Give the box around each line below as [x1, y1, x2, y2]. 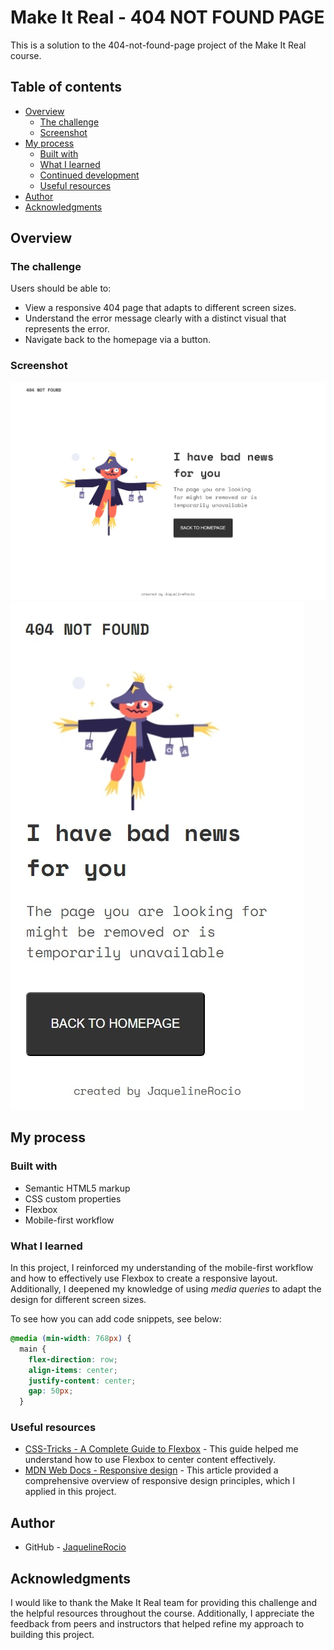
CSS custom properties [24, 1192, 122, 1205]
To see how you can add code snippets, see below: [10, 1313, 222, 1325]
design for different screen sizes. [10, 1294, 147, 1306]
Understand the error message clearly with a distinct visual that [24, 312, 287, 325]
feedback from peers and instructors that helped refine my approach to [10, 1618, 305, 1630]
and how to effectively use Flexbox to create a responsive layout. [10, 1272, 278, 1285]
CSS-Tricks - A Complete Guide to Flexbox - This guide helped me [24, 1443, 299, 1455]
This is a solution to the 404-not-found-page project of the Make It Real [10, 39, 307, 51]
